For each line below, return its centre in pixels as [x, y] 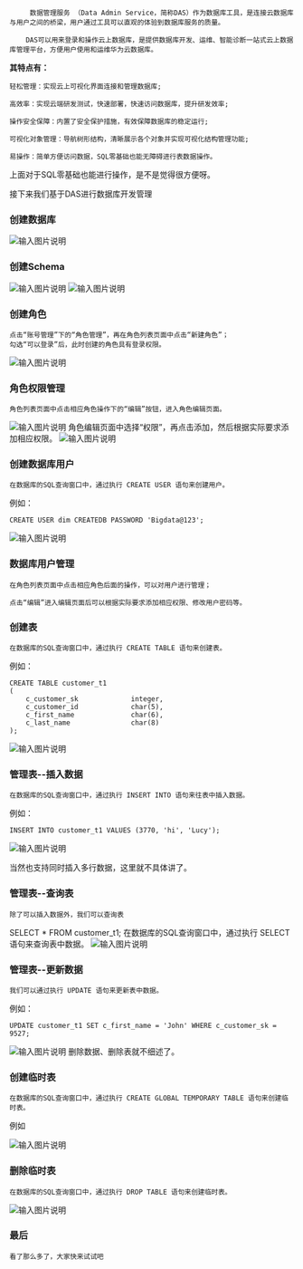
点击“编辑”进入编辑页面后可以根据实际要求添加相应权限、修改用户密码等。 [128, 602]
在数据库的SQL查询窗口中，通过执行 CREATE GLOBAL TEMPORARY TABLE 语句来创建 [146, 1099]
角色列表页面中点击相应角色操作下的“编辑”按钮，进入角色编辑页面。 [118, 409]
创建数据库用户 [42, 465]
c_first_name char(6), [95, 715]
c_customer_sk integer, [95, 699]
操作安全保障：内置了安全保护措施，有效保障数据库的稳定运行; [109, 121]
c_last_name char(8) [93, 723]
